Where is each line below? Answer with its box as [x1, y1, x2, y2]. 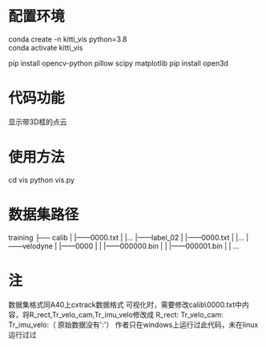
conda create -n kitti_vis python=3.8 [8, 34, 127, 44]
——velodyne [8, 241, 54, 251]
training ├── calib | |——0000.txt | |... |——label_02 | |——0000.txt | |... [8, 232, 244, 242]
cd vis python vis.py [8, 175, 75, 184]
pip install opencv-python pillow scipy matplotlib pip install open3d [8, 58, 228, 68]
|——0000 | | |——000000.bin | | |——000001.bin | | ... [58, 241, 240, 251]
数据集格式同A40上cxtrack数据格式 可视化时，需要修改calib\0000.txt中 [8, 300, 243, 309]
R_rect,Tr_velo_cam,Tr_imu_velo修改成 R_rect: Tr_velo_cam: [29, 309, 224, 319]
